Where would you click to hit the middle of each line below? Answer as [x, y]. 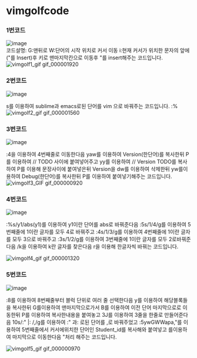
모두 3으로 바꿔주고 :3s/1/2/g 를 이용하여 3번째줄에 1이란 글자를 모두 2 [92, 239]
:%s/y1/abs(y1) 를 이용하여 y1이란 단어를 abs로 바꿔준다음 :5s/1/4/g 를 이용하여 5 [98, 225]
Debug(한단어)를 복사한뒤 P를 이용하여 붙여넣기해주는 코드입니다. [97, 176]
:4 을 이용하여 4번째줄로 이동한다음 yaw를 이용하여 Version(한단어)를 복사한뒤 [95, 155]
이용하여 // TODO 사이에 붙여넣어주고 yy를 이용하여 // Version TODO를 [94, 162]
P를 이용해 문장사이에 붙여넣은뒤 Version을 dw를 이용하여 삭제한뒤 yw [98, 169]
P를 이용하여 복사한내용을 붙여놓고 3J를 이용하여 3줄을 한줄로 [92, 314]
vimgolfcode [38, 11]
